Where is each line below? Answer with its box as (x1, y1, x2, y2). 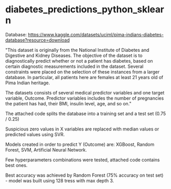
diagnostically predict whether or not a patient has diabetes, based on (5, 58, 153, 64)
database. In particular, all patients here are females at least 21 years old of (5, 74, 164, 80)
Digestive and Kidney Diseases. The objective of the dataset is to (5, 52, 143, 59)
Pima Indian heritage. (5, 80, 50, 86)
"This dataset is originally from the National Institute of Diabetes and (5, 47, 149, 53)
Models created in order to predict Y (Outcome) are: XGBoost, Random (5, 141, 155, 147)
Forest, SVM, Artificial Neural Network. (5, 146, 87, 153)
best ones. (5, 162, 28, 168)
